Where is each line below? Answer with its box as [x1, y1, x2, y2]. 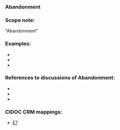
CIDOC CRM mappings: [5, 108, 62, 115]
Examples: [5, 41, 31, 47]
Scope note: [5, 16, 35, 23]
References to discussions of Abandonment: [5, 74, 115, 81]
